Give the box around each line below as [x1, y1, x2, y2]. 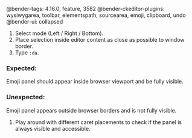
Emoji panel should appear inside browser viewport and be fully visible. [6, 78, 184, 85]
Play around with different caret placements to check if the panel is [14, 118, 182, 126]
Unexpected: [6, 93, 45, 102]
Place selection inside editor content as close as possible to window [14, 36, 185, 43]
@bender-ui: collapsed [6, 18, 63, 25]
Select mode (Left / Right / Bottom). [14, 30, 104, 37]
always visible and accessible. [14, 125, 91, 132]
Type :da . [14, 49, 39, 56]
